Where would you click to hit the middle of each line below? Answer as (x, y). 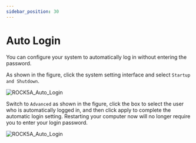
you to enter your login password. (47, 122)
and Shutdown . (23, 81)
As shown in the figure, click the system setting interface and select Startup (98, 75)
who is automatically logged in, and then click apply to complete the (89, 110)
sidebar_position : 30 (33, 11)
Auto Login (33, 40)
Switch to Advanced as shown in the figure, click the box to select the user (95, 104)
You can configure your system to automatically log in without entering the (97, 57)
